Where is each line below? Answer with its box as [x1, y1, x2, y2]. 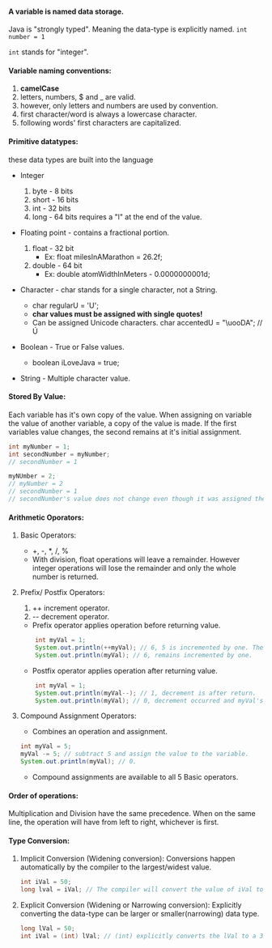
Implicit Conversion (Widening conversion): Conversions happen [19, 854, 236, 864]
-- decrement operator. [32, 612, 110, 622]
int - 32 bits [32, 203, 71, 213]
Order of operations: [8, 790, 79, 801]
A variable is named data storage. [8, 6, 124, 16]
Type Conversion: [8, 835, 70, 845]
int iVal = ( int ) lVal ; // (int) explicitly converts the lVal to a [19, 932, 257, 941]
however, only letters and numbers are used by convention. [19, 101, 219, 111]
